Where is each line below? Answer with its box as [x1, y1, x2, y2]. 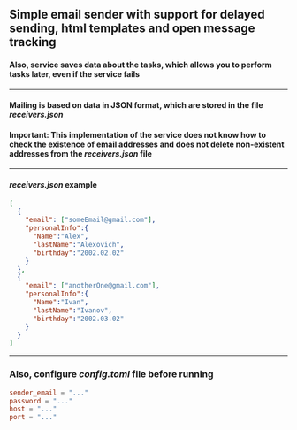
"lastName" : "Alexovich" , [32, 240, 125, 249]
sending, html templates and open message [9, 21, 255, 36]
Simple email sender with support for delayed [9, 7, 265, 22]
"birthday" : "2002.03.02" [32, 314, 125, 323]
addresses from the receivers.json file [9, 148, 153, 158]
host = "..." [9, 404, 57, 414]
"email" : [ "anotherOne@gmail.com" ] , [25, 281, 161, 290]
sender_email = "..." [9, 388, 89, 397]
